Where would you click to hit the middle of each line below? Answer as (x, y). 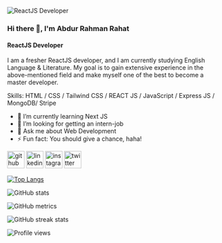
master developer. (33, 82)
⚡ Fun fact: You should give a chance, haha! (80, 139)
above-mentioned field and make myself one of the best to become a (105, 75)
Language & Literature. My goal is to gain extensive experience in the (105, 68)
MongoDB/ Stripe (32, 103)
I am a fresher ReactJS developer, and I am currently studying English (106, 60)
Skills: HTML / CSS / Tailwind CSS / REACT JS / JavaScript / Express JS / (111, 96)
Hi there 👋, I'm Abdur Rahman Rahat (68, 28)
